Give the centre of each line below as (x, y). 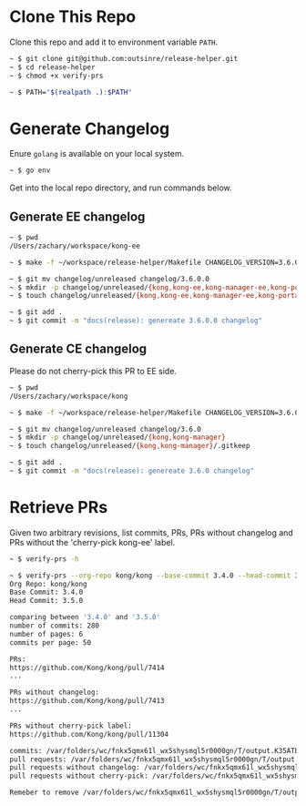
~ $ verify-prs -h (44, 559)
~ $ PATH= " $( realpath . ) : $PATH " (71, 92)
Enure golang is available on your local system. (97, 154)
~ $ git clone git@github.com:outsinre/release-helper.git (124, 58)
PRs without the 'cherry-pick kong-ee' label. (92, 542)
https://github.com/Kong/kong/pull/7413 (87, 701)
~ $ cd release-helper (52, 67)
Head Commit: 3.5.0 (46, 601)
